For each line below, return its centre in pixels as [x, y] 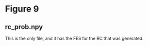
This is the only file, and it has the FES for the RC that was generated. [74, 38]
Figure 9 [22, 9]
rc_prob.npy [24, 27]
